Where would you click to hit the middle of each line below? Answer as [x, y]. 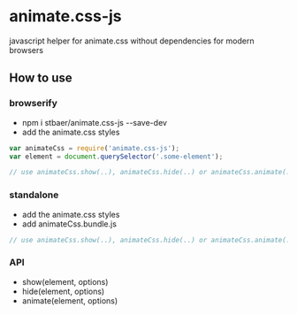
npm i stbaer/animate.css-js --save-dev [95, 122]
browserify [33, 104]
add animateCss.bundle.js [69, 224]
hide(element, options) [63, 291]
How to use [41, 78]
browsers [27, 50]
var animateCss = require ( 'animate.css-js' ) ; [94, 148]
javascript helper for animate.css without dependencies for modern [132, 41]
